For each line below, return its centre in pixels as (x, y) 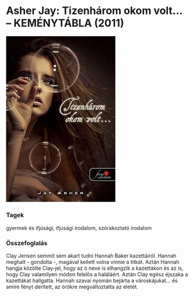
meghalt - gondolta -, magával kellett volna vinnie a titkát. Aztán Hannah (93, 262)
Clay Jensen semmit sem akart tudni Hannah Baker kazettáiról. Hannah (91, 256)
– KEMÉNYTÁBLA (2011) (65, 23)
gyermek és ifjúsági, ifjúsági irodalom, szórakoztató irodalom (79, 228)
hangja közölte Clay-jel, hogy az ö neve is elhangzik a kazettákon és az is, (95, 268)
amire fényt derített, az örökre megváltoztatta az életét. (72, 287)
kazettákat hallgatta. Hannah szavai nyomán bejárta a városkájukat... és (92, 281)
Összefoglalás (27, 243)
